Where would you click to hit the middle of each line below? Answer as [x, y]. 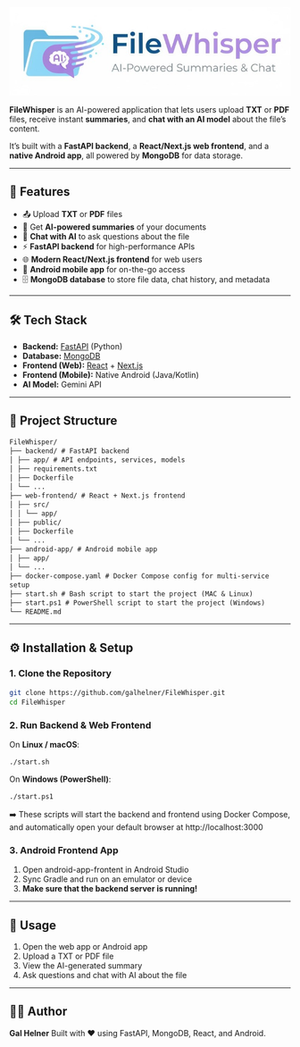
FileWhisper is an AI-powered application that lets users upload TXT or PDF [150, 109]
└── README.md [36, 612]
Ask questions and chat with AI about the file [104, 975]
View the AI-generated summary [82, 965]
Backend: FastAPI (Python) [72, 346]
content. [25, 129]
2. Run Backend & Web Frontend [80, 725]
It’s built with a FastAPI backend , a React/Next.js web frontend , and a [139, 146]
